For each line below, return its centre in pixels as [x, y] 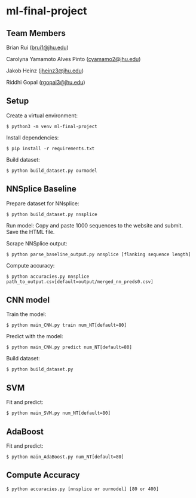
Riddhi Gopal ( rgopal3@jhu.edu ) [46, 82]
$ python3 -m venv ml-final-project [52, 126]
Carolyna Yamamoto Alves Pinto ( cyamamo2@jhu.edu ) [73, 59]
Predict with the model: [35, 336]
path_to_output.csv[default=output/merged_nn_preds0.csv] [80, 282]
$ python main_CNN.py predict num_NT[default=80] [69, 347]
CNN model [28, 300]
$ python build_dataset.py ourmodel [52, 171]
